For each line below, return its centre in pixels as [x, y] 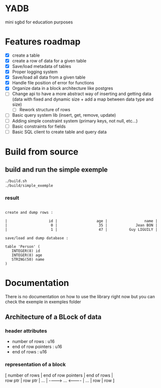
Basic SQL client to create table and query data [59, 132]
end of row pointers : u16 [37, 347]
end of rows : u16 [29, 352]
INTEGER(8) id [26, 251]
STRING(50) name [28, 259]
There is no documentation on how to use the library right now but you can [80, 296]
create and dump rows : [29, 212]
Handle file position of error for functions [53, 83]
